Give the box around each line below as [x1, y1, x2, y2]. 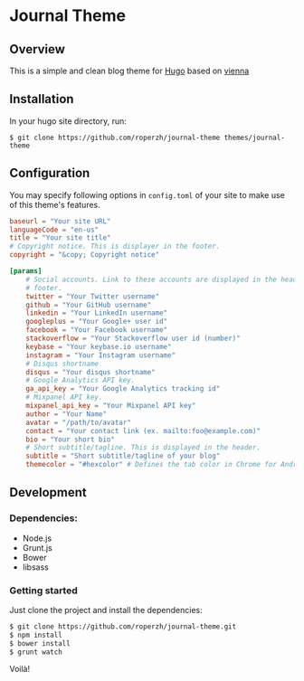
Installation [9, 91, 74, 107]
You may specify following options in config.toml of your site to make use [9, 189, 285, 200]
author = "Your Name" [25, 409, 107, 419]
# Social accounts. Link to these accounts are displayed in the [25, 275, 278, 284]
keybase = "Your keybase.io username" [25, 342, 172, 351]
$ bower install [9, 638, 71, 648]
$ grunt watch [9, 648, 63, 657]
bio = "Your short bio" [25, 435, 116, 444]
